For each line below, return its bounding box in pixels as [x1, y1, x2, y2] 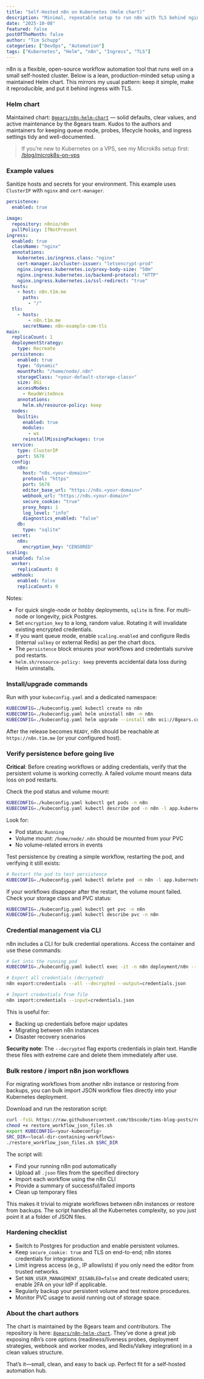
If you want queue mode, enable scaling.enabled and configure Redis [15, 632, 190, 640]
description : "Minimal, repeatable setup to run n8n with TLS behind [6, 15, 186, 21]
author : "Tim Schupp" [6, 37, 61, 43]
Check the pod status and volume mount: [6, 788, 110, 795]
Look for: [6, 816, 29, 824]
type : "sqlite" [22, 527, 61, 533]
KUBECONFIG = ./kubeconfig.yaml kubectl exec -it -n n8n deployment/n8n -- [6, 964, 197, 970]
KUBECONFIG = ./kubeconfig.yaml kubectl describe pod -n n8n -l [6, 805, 167, 811]
